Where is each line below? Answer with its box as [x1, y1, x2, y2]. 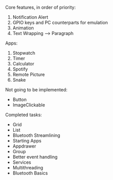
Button [12, 96, 27, 102]
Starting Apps [12, 138, 42, 143]
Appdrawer [12, 143, 36, 149]
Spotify [12, 66, 28, 72]
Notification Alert [12, 14, 49, 20]
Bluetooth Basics [12, 170, 48, 176]
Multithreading [12, 165, 44, 170]
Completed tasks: [5, 112, 42, 118]
